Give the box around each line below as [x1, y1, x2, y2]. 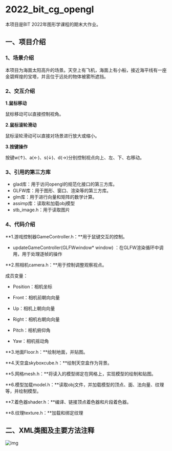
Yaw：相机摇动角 [12, 338, 49, 344]
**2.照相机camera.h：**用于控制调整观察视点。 [5, 261, 107, 268]
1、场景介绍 [5, 54, 34, 61]
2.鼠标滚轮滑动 [5, 121, 37, 128]
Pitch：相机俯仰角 [12, 327, 51, 333]
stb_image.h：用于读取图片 [12, 207, 70, 213]
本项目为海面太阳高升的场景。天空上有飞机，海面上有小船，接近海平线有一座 [5, 67, 167, 73]
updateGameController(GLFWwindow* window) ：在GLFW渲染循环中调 [12, 244, 164, 251]
